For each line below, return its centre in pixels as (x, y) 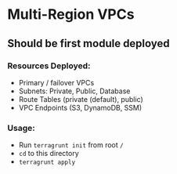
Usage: (22, 128)
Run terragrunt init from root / (71, 145)
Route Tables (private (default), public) (81, 99)
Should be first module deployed (88, 43)
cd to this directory (49, 154)
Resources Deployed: (49, 66)
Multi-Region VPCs (71, 14)
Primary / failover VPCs (56, 82)
